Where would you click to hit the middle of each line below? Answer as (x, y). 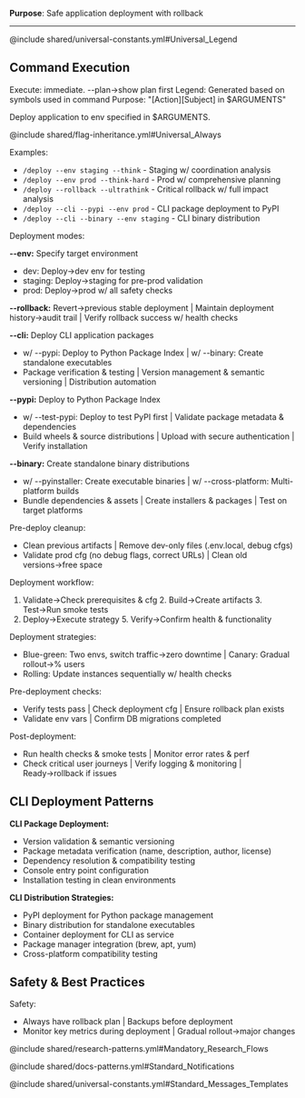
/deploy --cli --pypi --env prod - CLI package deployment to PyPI (151, 208)
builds (68, 491)
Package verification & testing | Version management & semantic (143, 372)
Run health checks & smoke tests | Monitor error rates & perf (136, 754)
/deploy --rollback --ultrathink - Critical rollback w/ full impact (146, 189)
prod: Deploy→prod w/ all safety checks (98, 290)
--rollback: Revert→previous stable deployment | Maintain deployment (142, 307)
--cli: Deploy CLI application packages (82, 334)
